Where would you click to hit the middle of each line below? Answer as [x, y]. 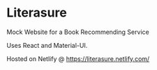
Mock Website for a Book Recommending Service [78, 32]
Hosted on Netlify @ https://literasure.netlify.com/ [78, 59]
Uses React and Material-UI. [47, 45]
